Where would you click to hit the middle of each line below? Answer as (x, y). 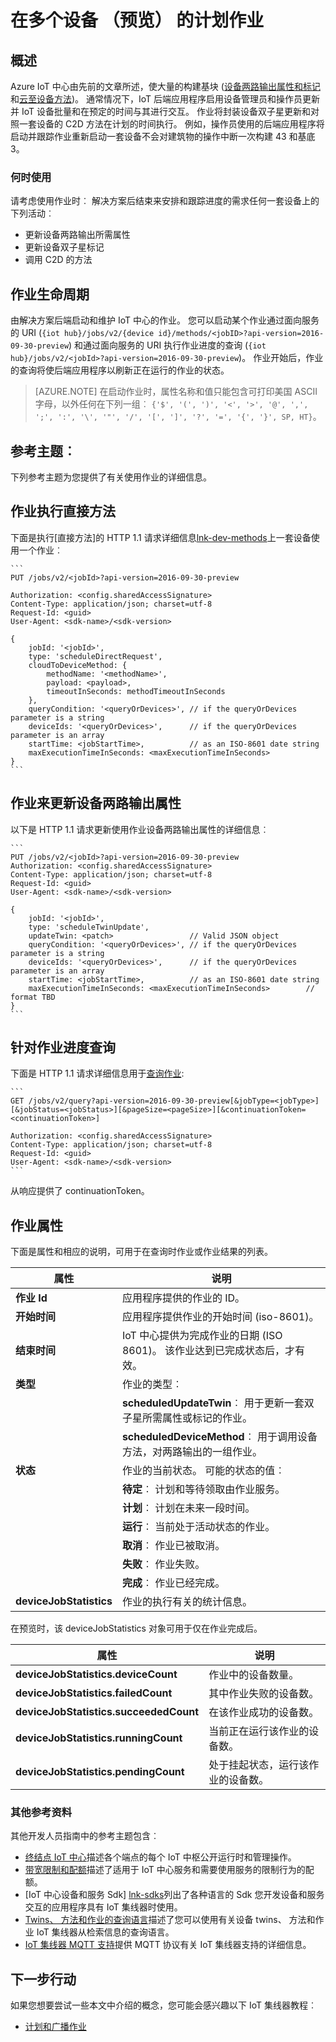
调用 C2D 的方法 (58, 260)
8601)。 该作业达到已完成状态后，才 (208, 1351)
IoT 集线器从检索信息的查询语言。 (105, 1932)
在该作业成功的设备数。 (264, 1713)
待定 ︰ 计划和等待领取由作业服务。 (203, 1489)
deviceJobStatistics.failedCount (94, 1693)
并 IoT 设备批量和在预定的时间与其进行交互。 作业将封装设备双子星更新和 (160, 111)
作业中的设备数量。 (254, 1675)
